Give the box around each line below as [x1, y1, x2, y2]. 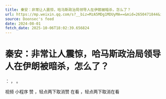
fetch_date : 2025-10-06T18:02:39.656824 [5, 26, 90, 31]
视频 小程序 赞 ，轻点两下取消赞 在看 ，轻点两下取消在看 [5, 89, 120, 95]
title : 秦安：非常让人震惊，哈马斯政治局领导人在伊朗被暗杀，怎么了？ [5, 7, 131, 12]
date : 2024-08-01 [5, 21, 41, 26]
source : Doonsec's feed [5, 16, 54, 21]
